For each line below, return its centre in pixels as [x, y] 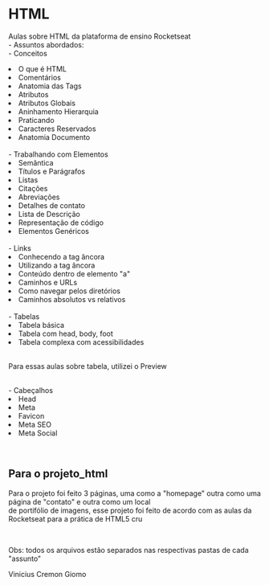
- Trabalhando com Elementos [58, 154]
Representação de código [61, 223]
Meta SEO [35, 424]
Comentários [40, 77]
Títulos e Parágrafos [52, 171]
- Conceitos [28, 53]
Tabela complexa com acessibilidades [82, 342]
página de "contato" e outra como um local [79, 501]
